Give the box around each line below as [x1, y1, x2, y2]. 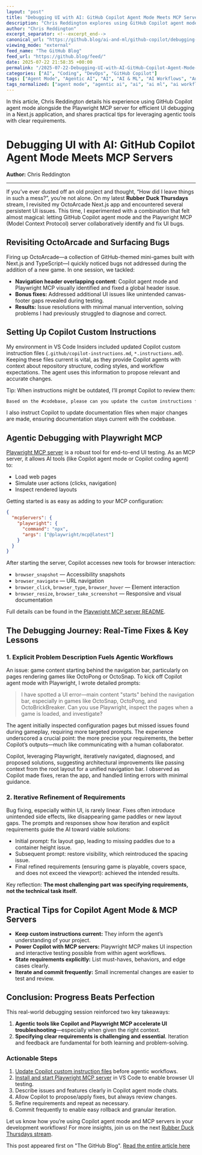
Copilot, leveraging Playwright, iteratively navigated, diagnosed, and [6, 752, 176, 760]
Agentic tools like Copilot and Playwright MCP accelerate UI [14, 1020, 167, 1027]
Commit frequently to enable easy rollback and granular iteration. [14, 1106, 177, 1114]
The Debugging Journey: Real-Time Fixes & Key [6, 626, 189, 636]
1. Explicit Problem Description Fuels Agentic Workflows [6, 653, 173, 661]
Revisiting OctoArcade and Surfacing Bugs [6, 237, 170, 248]
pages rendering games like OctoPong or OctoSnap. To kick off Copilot [6, 672, 182, 680]
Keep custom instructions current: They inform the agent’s [14, 930, 164, 937]
